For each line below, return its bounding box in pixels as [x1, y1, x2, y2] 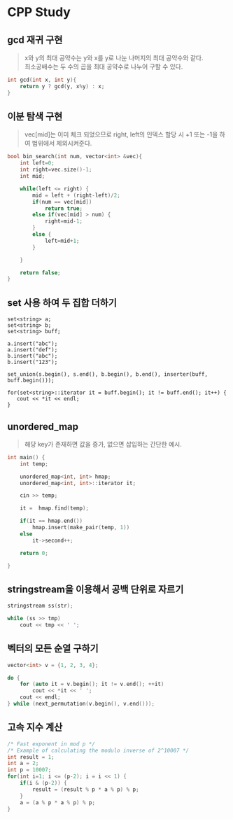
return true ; [44, 204, 83, 212]
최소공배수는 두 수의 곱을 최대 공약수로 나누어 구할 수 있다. [24, 62, 183, 71]
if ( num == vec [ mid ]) [32, 198, 92, 205]
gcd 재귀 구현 [7, 34, 63, 45]
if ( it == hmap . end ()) [20, 517, 83, 525]
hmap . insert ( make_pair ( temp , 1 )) [32, 524, 130, 531]
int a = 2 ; [7, 760, 39, 767]
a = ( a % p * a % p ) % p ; [20, 799, 96, 806]
